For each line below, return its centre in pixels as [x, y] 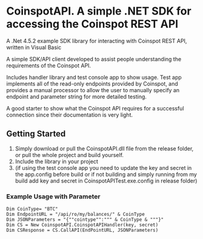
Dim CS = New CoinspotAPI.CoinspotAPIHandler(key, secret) [82, 225]
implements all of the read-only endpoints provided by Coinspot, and [92, 84]
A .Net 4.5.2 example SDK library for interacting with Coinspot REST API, [97, 41]
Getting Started [36, 134]
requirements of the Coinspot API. [49, 66]
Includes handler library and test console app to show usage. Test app [94, 77]
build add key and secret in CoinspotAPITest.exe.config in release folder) [106, 181]
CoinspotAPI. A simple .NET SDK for [99, 11]
